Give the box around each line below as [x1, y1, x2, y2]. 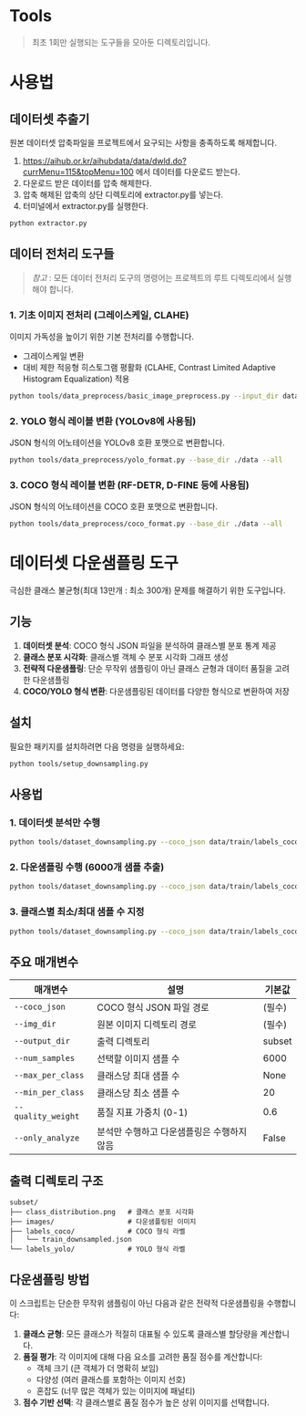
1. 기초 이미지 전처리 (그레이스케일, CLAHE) [9, 308, 189, 321]
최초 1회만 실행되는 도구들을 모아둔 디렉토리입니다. [31, 36, 211, 47]
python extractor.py [9, 218, 88, 228]
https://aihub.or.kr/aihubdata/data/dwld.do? [22, 155, 187, 166]
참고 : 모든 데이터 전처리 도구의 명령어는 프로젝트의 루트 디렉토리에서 [31, 272, 275, 283]
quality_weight [14, 1111, 80, 1122]
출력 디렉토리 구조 [9, 1173, 104, 1189]
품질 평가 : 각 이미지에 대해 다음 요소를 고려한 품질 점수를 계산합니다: [22, 1351, 263, 1362]
